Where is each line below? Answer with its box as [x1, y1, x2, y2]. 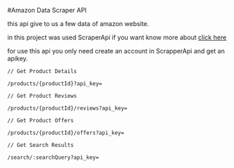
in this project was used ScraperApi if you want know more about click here [7, 33, 227, 41]
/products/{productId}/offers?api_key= [7, 129, 125, 136]
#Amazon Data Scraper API [7, 6, 87, 14]
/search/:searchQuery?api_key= [7, 154, 99, 161]
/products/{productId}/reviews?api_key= [7, 105, 128, 112]
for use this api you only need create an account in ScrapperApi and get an [7, 47, 226, 55]
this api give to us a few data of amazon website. [7, 20, 149, 27]
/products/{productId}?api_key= [7, 80, 102, 87]
